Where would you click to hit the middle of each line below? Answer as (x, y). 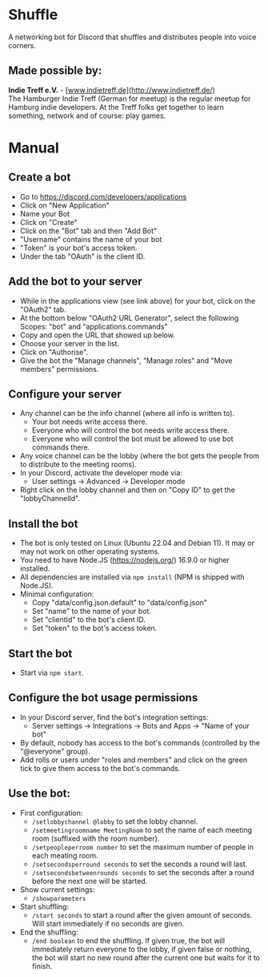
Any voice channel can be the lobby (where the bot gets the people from (140, 456)
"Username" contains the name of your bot (91, 239)
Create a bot (40, 178)
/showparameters (59, 898)
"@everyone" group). (55, 751)
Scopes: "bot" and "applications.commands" (94, 326)
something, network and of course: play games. (87, 115)
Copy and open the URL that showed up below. (98, 335)
